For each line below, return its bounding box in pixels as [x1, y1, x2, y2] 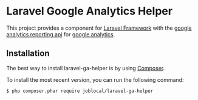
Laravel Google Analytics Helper [6, 4, 173, 18]
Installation [6, 48, 50, 59]
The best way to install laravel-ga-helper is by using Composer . [6, 64, 165, 72]
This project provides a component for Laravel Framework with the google [6, 24, 192, 32]
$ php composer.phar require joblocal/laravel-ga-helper [6, 88, 154, 94]
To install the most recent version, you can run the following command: [6, 76, 184, 83]
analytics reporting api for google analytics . [6, 30, 115, 38]
